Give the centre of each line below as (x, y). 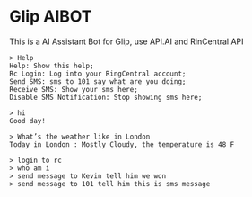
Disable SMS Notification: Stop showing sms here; (106, 97)
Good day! (28, 121)
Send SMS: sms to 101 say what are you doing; (98, 81)
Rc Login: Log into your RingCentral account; (98, 74)
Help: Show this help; (52, 66)
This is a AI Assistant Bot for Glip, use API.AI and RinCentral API (126, 41)
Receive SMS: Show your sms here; (74, 89)
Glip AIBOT (51, 17)
